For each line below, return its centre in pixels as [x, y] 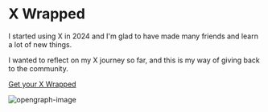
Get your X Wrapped [42, 84]
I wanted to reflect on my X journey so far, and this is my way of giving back [134, 60]
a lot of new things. [40, 44]
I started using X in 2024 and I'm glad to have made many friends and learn [134, 36]
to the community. [38, 68]
